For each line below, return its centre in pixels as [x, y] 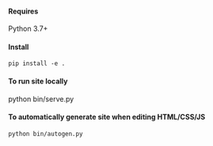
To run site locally [38, 81]
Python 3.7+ [28, 29]
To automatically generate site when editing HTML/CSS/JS [107, 117]
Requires [23, 11]
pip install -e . [37, 63]
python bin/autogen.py [46, 134]
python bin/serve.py [41, 98]
